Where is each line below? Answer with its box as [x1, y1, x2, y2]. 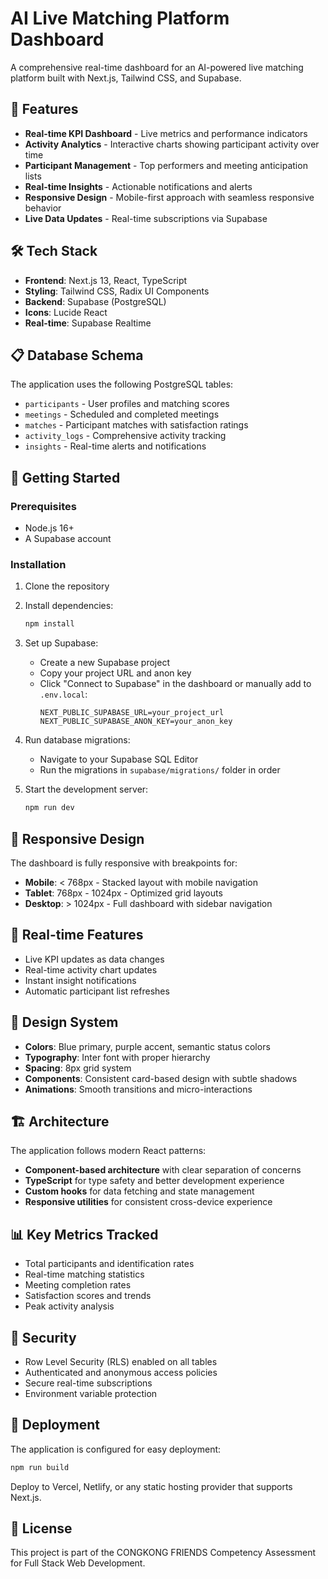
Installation [10, 557, 67, 571]
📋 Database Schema [10, 347, 144, 364]
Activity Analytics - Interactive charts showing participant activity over [24, 138, 320, 150]
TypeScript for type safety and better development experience [24, 1175, 285, 1187]
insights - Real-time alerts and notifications [24, 440, 207, 452]
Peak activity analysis [24, 1300, 115, 1312]
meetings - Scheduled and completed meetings [24, 408, 220, 421]
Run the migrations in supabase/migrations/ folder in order [39, 764, 281, 776]
